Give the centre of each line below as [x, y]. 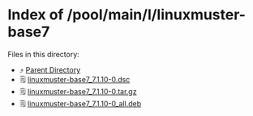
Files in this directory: [44, 54]
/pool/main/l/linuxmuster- [157, 15]
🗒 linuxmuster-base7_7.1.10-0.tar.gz [78, 91]
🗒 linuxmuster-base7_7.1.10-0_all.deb [80, 103]
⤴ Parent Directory [50, 69]
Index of [36, 15]
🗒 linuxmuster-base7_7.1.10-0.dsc [75, 79]
